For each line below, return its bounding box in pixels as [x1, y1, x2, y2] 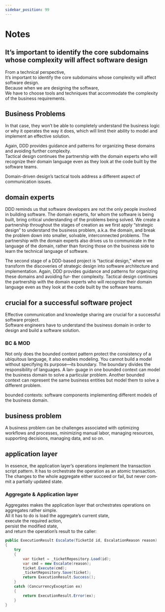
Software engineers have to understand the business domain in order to [5, 322, 151, 328]
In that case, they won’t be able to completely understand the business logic [5, 123, 160, 129]
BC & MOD [5, 339, 31, 346]
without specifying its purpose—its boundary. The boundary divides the [5, 362, 151, 368]
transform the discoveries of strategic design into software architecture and [5, 263, 159, 269]
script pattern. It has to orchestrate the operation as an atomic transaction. [5, 468, 157, 474]
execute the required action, [5, 518, 63, 524]
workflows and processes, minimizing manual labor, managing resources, [5, 430, 154, 436]
